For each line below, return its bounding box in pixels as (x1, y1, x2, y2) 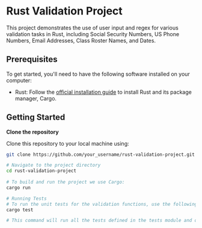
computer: (6, 76, 32, 84)
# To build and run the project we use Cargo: (6, 179, 125, 185)
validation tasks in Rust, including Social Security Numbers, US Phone (6, 30, 179, 37)
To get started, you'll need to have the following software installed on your (6, 70, 191, 78)
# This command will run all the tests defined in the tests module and (6, 218, 192, 224)
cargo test (6, 206, 34, 213)
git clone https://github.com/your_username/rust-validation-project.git (6, 152, 195, 158)
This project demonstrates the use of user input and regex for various (6, 24, 179, 31)
